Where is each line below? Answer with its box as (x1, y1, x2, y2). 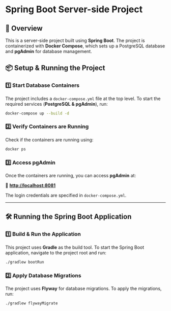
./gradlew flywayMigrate (5, 300, 58, 306)
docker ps (5, 147, 26, 152)
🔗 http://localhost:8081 (5, 182, 56, 188)
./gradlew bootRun (5, 259, 44, 265)
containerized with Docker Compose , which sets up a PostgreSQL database (5, 43, 165, 49)
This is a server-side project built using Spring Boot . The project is (5, 37, 145, 43)
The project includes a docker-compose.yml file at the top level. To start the (5, 95, 161, 102)
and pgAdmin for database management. (5, 49, 93, 54)
